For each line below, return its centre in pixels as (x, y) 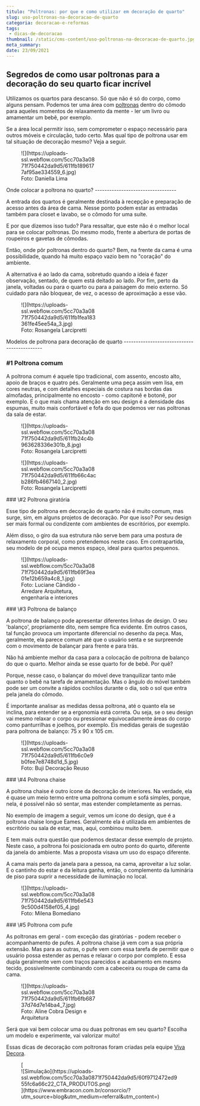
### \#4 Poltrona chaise (36, 779)
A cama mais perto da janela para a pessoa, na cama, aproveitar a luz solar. (99, 863)
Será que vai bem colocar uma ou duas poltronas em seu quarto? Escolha (97, 1029)
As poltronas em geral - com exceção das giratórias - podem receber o (93, 936)
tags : (13, 28)
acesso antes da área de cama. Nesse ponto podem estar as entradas (92, 208)
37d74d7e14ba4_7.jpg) (49, 1005)
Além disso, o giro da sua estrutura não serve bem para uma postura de (94, 535)
